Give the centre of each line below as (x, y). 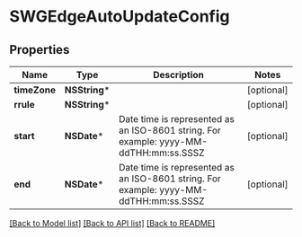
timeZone (35, 90)
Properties (40, 50)
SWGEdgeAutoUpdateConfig (120, 17)
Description (178, 75)
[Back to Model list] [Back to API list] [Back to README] (112, 223)
